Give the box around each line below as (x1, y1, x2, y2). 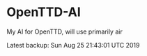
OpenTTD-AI (6, 4, 81, 20)
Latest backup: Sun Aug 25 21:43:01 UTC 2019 (6, 41, 140, 49)
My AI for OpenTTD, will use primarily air (6, 27, 123, 36)
